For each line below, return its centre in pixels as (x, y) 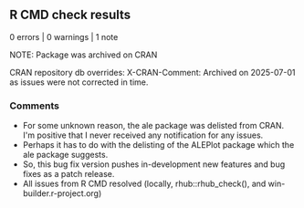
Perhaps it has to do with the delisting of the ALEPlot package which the (158, 145)
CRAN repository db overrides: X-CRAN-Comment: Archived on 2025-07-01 (152, 72)
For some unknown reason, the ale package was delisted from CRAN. (153, 126)
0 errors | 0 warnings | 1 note (64, 36)
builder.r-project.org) (62, 193)
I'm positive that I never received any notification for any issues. (143, 135)
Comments (34, 106)
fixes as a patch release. (68, 174)
